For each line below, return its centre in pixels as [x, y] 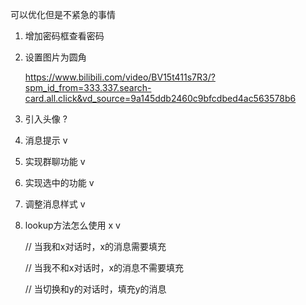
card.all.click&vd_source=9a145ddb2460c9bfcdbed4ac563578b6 [160, 98]
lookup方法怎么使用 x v [72, 225]
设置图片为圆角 [55, 57]
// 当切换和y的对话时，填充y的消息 [95, 289]
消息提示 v [46, 140]
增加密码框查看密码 [64, 36]
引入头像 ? [46, 119]
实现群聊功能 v [55, 161]
